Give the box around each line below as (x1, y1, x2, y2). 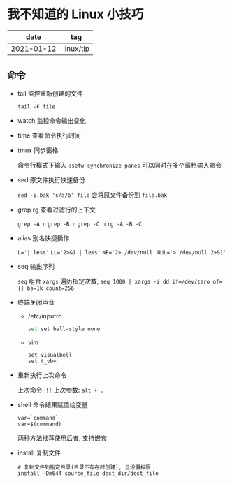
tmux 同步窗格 (17, 146, 59, 154)
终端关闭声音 (17, 298, 55, 306)
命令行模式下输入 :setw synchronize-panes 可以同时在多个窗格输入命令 (17, 161, 222, 169)
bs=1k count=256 (27, 284, 75, 292)
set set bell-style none (27, 325, 101, 332)
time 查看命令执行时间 (17, 131, 82, 140)
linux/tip (62, 43, 89, 53)
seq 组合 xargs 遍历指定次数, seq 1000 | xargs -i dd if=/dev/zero (17, 277, 210, 285)
